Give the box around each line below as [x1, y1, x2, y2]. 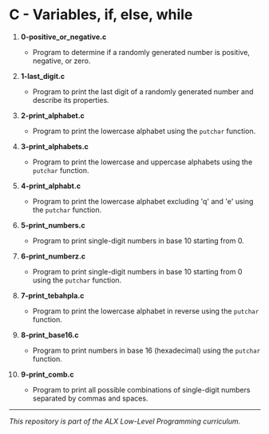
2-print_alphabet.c [20, 110, 85, 120]
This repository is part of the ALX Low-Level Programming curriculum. [9, 416, 241, 426]
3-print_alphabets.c [20, 141, 89, 151]
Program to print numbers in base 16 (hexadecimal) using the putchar [32, 345, 261, 355]
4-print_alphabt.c [20, 181, 81, 191]
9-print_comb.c [20, 369, 74, 379]
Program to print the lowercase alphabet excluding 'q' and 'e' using [32, 196, 254, 206]
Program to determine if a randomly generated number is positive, [32, 47, 251, 57]
